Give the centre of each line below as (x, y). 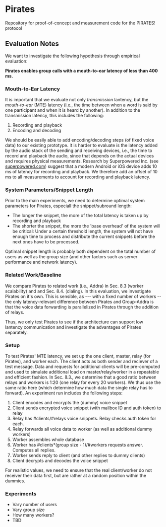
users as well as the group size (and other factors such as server (71, 257)
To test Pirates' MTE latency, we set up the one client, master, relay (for (78, 356)
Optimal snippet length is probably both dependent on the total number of (81, 251)
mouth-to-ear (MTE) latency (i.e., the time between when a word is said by (81, 105)
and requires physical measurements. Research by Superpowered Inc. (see (82, 161)
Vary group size (28, 510)
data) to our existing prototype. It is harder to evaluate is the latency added (81, 146)
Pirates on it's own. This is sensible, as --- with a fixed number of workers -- (83, 296)
